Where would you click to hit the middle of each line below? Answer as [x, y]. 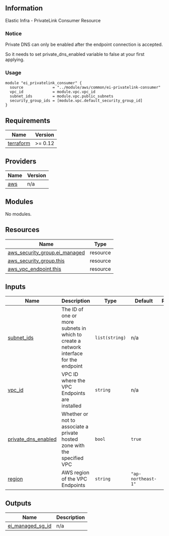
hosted [70, 439]
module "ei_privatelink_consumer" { [44, 83]
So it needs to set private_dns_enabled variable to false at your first [75, 54]
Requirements [28, 121]
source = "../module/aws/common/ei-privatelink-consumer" [85, 88]
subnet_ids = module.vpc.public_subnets [62, 96]
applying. [15, 59]
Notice [14, 33]
